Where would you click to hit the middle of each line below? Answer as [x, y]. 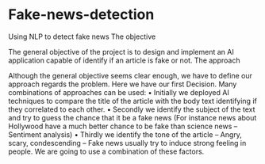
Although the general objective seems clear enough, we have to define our [130, 75]
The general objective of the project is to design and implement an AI [121, 51]
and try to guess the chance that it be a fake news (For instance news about [132, 117]
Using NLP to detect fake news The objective [82, 36]
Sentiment [25, 134]
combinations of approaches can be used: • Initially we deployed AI [119, 92]
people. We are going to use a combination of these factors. [106, 151]
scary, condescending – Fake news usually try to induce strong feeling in [127, 143]
